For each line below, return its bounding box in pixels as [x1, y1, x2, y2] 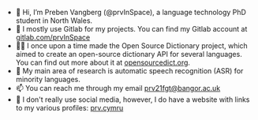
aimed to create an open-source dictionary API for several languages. [15, 50, 242, 58]
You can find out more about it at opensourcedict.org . [15, 58, 191, 67]
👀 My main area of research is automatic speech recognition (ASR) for [15, 66, 244, 75]
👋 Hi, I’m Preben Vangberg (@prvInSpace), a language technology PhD [15, 8, 247, 17]
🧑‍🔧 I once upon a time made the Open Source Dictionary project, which [15, 41, 249, 51]
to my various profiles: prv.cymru [15, 103, 124, 112]
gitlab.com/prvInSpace [15, 32, 91, 42]
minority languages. [15, 75, 80, 84]
